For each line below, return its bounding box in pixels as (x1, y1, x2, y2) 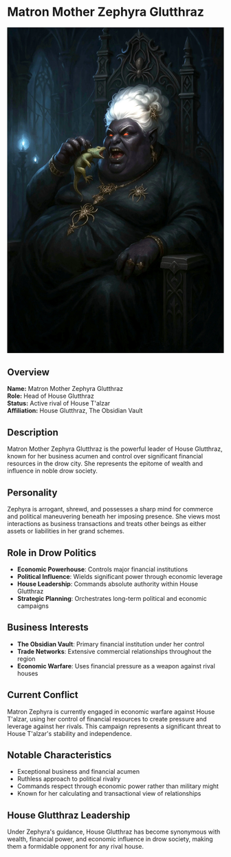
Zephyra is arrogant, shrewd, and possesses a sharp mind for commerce (7, 505, 213, 514)
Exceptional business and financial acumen (16, 768, 140, 776)
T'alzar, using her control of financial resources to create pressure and (7, 715, 207, 723)
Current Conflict (7, 689, 78, 701)
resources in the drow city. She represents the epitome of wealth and (7, 459, 203, 468)
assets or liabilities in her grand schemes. (7, 527, 125, 536)
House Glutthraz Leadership (7, 810, 131, 821)
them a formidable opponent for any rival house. (7, 843, 144, 851)
